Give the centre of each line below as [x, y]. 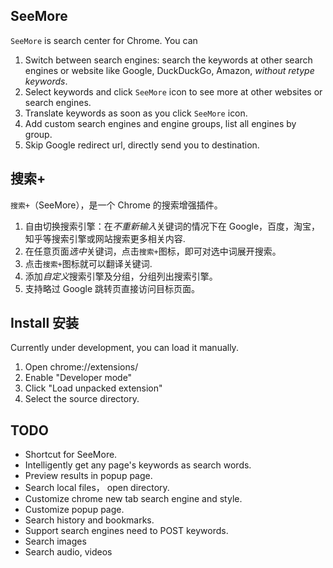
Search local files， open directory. [97, 488]
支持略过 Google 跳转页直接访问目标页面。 [112, 288]
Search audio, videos [68, 552]
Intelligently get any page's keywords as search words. [138, 465]
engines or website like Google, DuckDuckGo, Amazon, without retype [169, 70]
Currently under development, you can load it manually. [124, 348]
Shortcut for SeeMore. [71, 455]
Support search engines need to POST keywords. [126, 531]
